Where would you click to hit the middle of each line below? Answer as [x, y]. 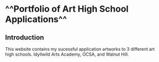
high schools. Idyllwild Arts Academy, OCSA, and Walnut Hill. [67, 54]
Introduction [25, 37]
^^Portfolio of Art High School [67, 9]
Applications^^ [36, 19]
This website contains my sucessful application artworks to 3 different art [80, 49]
